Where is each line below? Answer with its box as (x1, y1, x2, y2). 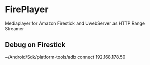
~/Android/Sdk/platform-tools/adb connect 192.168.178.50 (5, 54, 126, 60)
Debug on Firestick (5, 41, 66, 49)
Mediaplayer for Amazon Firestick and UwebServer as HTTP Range (5, 20, 145, 26)
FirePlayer (5, 4, 49, 15)
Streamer (5, 25, 24, 31)
